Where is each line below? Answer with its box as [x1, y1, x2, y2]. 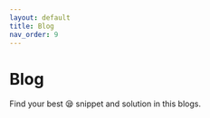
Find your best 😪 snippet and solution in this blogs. [9, 98, 202, 109]
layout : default [9, 13, 71, 23]
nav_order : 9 [9, 30, 59, 39]
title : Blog [9, 22, 54, 31]
